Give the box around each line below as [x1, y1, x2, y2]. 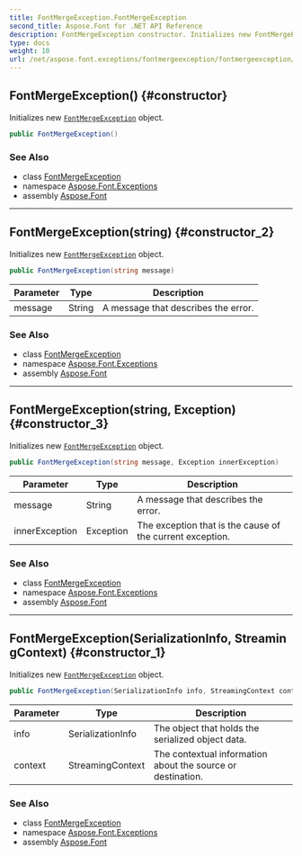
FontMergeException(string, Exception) [9, 402, 236, 418]
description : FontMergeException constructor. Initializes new [9, 30, 252, 39]
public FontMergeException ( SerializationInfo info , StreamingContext [9, 686, 276, 695]
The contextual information [153, 747, 268, 760]
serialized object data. [153, 733, 247, 745]
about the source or [153, 759, 237, 771]
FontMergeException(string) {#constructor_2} [9, 225, 275, 240]
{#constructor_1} [69, 645, 166, 661]
